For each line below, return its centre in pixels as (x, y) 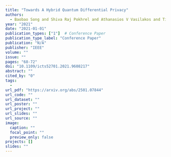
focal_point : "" (27, 132)
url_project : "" (22, 109)
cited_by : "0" (20, 76)
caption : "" (23, 128)
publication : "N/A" (26, 43)
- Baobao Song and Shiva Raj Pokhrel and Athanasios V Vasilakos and (85, 19)
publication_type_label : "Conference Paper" (53, 38)
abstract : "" (19, 71)
